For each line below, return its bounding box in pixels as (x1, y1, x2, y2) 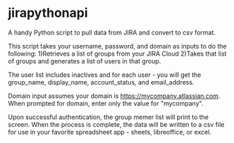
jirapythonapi (8, 5, 88, 21)
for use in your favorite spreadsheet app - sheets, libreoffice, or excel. (8, 128, 212, 136)
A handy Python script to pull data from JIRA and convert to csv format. (8, 28, 216, 37)
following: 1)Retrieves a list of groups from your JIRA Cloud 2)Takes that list (8, 49, 227, 58)
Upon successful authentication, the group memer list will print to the (8, 113, 209, 121)
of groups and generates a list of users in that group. (8, 56, 161, 65)
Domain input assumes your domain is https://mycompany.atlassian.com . (8, 92, 221, 100)
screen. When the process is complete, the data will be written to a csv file (8, 120, 225, 128)
